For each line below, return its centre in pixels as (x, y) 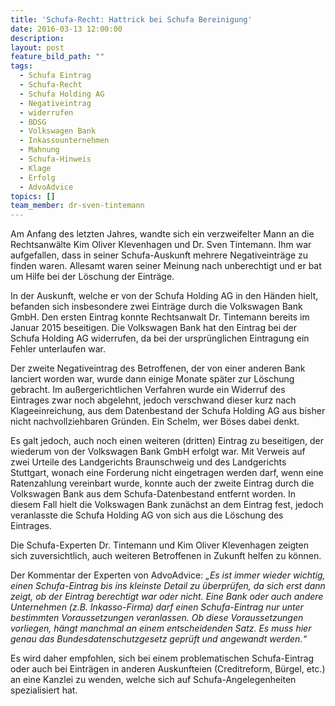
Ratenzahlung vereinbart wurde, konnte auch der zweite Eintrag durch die (162, 483)
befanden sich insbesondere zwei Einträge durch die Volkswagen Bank (156, 307)
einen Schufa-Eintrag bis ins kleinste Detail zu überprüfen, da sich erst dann (168, 586)
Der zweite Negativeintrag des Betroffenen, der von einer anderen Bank (158, 368)
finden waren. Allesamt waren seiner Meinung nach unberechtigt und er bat (166, 266)
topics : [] (33, 196)
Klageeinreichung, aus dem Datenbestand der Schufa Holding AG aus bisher (168, 411)
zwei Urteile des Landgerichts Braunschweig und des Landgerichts (148, 462)
